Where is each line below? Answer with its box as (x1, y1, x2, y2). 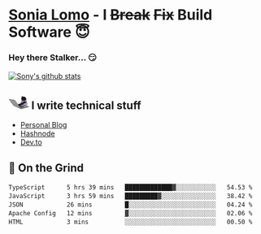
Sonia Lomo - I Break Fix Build (8, 6, 213, 24)
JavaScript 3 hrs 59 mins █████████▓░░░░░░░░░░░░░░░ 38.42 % (8, 193, 253, 201)
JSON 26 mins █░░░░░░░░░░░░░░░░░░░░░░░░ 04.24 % (8, 201, 253, 209)
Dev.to (20, 137, 42, 147)
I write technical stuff (31, 98, 141, 112)
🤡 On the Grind (8, 161, 84, 175)
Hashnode (20, 128, 55, 139)
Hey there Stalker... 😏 (8, 52, 98, 63)
